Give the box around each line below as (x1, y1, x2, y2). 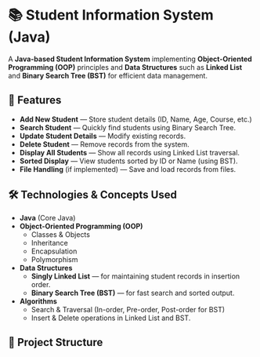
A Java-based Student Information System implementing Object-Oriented (8, 54, 252, 64)
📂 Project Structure (8, 335, 103, 349)
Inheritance (31, 238, 68, 247)
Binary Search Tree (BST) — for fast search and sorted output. (31, 288, 235, 297)
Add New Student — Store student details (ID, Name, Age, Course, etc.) (19, 115, 252, 124)
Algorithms (19, 296, 57, 306)
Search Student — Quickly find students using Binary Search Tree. (19, 122, 237, 132)
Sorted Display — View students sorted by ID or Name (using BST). (19, 156, 238, 166)
